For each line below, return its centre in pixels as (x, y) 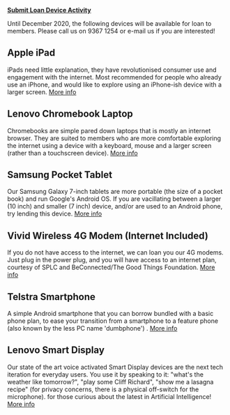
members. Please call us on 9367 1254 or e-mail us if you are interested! (111, 31)
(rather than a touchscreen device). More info (72, 153)
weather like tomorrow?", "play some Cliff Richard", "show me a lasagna (110, 382)
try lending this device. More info (55, 214)
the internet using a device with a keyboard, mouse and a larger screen (109, 145)
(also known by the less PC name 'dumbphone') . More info (92, 329)
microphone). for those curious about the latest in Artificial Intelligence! (109, 396)
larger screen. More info (42, 92)
